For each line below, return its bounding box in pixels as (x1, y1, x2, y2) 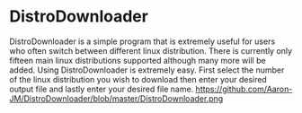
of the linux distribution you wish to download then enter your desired (9, 74, 267, 84)
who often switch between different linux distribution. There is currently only (9, 45, 293, 56)
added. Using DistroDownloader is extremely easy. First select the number (9, 65, 285, 75)
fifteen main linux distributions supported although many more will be (9, 55, 267, 65)
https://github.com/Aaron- (195, 83, 293, 94)
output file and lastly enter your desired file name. (9, 83, 194, 94)
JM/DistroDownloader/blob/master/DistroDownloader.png (9, 92, 224, 104)
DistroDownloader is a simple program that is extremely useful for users (9, 36, 276, 47)
